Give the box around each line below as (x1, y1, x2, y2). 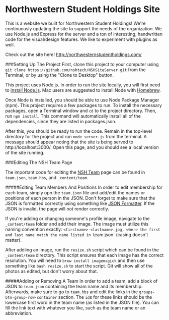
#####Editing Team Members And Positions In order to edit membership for (5, 184, 163, 190)
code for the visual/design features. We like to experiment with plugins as (5, 36, 157, 42)
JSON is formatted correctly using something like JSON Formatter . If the (5, 200, 155, 206)
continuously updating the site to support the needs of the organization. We (5, 25, 162, 31)
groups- (139, 289, 155, 295)
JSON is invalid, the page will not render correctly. (5, 205, 110, 211)
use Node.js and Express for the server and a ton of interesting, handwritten (5, 31, 163, 37)
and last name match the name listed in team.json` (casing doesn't (5, 231, 148, 238)
